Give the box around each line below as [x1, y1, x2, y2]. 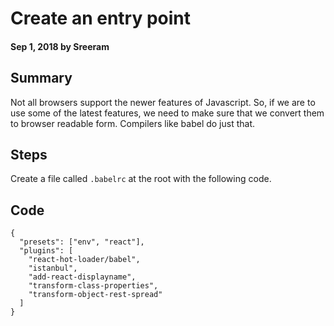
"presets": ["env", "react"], [19, 237, 145, 247]
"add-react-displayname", [28, 272, 137, 282]
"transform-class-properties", [28, 281, 159, 291]
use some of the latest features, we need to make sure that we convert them [10, 107, 325, 119]
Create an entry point [10, 7, 192, 30]
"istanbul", [28, 263, 78, 274]
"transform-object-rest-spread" [28, 290, 163, 300]
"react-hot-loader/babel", [28, 255, 141, 265]
